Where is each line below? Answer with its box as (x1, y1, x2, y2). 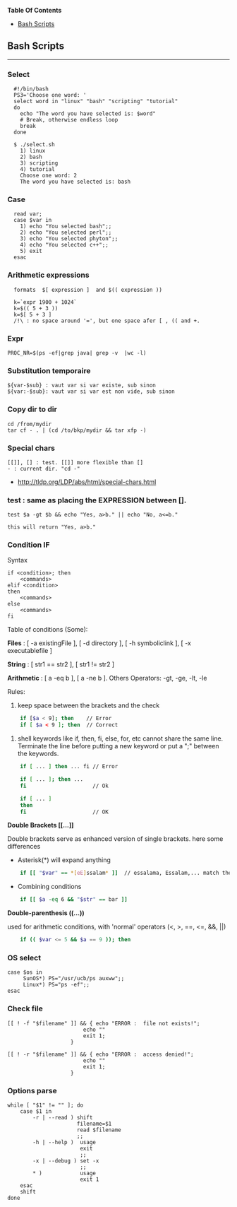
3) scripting (20, 160, 59, 167)
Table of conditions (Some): (7, 625, 88, 634)
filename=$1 (76, 1120, 112, 1127)
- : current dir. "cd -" (7, 465, 80, 472)
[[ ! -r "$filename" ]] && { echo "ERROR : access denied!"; (7, 1051, 194, 1058)
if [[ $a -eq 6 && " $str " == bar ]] (20, 896, 128, 903)
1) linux (20, 148, 46, 155)
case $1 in (20, 1108, 52, 1115)
